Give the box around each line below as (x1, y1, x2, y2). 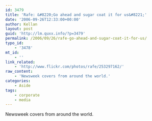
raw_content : (5, 69, 33, 74)
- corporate (14, 93, 40, 98)
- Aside (14, 83, 31, 88)
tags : (5, 87, 17, 93)
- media (14, 97, 31, 102)
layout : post (5, 26, 33, 32)
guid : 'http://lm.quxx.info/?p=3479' (5, 31, 86, 36)
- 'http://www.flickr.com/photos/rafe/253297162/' (14, 64, 124, 69)
